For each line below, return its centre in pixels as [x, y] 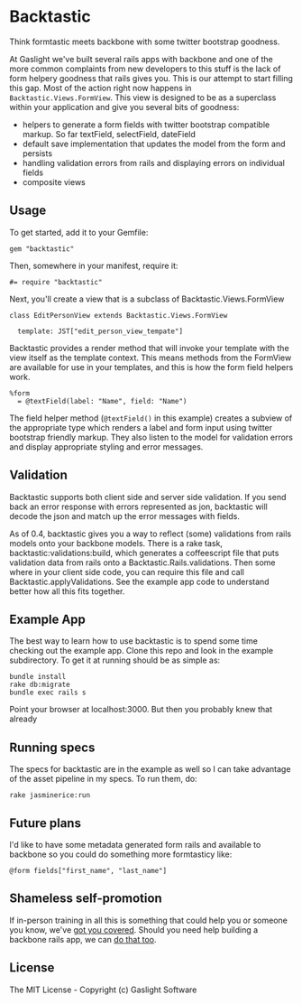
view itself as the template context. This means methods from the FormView [151, 358]
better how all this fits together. [67, 591]
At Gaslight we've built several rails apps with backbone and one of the [141, 59]
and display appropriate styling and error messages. [106, 446]
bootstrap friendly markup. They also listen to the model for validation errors [151, 437]
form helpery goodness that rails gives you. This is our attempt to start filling [151, 78]
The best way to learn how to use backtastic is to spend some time [134, 641]
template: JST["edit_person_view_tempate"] [100, 331]
